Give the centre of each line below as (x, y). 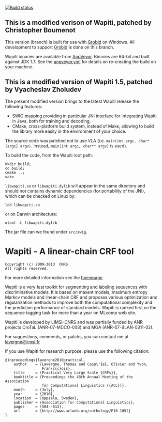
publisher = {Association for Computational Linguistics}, (74, 402)
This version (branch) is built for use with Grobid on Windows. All (70, 42)
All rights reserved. (27, 268)
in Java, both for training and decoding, (51, 121)
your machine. (19, 67)
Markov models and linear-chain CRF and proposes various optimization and (81, 297)
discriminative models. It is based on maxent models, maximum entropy (76, 292)
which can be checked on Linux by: (40, 196)
